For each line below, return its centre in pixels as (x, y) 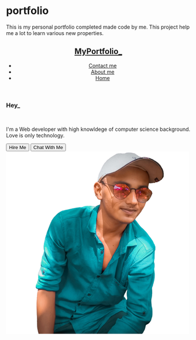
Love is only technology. (35, 136)
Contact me (103, 65)
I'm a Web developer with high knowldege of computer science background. (98, 129)
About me (102, 72)
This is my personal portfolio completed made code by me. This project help (98, 27)
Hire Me (18, 148)
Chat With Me (48, 148)
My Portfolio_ (98, 52)
